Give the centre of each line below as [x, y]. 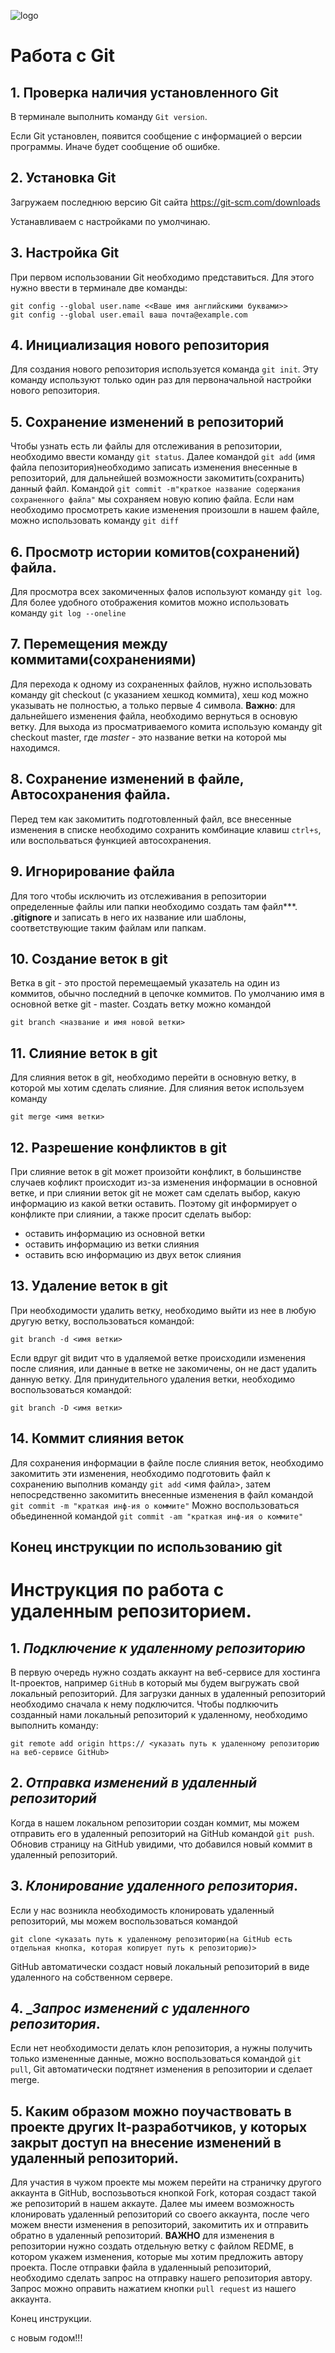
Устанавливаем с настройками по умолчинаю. [110, 221]
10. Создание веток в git [89, 958]
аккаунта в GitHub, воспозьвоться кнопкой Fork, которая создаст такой [163, 2193]
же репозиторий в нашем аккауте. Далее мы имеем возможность [152, 2204]
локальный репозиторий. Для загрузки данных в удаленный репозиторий [168, 1693]
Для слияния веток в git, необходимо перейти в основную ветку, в [153, 1077]
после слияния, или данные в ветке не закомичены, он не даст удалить [164, 1368]
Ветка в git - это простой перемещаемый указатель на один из [145, 983]
